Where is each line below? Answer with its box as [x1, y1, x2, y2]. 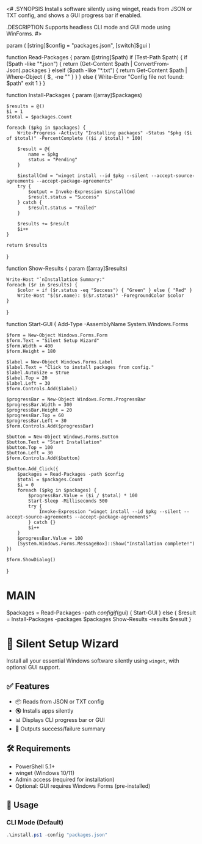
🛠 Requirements [6, 743, 71, 754]
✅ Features [6, 681, 50, 692]
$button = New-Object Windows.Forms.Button [6, 434, 119, 440]
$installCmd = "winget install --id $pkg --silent [17, 173, 149, 179]
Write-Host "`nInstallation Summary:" [6, 277, 105, 283]
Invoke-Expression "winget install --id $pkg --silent [38, 509, 182, 515]
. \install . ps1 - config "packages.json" [6, 832, 108, 839]
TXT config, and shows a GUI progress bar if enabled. [6, 12, 142, 19]
